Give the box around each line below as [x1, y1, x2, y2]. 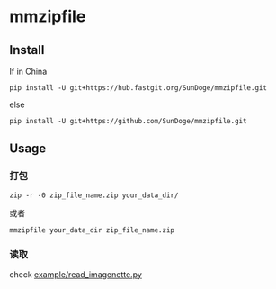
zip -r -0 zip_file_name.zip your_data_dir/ [9, 191, 179, 200]
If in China [9, 66, 48, 77]
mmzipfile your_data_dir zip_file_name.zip [9, 225, 175, 235]
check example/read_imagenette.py [9, 268, 142, 280]
